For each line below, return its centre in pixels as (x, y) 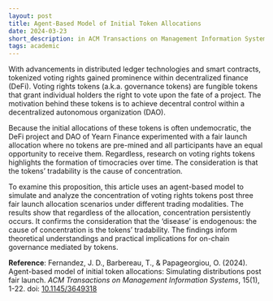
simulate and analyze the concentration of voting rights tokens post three (131, 196)
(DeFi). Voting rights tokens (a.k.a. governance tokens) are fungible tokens (133, 87)
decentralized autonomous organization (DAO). (87, 112)
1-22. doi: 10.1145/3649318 (53, 289)
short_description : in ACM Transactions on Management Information (125, 39)
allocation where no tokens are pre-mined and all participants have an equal (136, 145)
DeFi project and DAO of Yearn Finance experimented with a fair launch (128, 137)
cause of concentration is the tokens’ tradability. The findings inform (123, 230)
